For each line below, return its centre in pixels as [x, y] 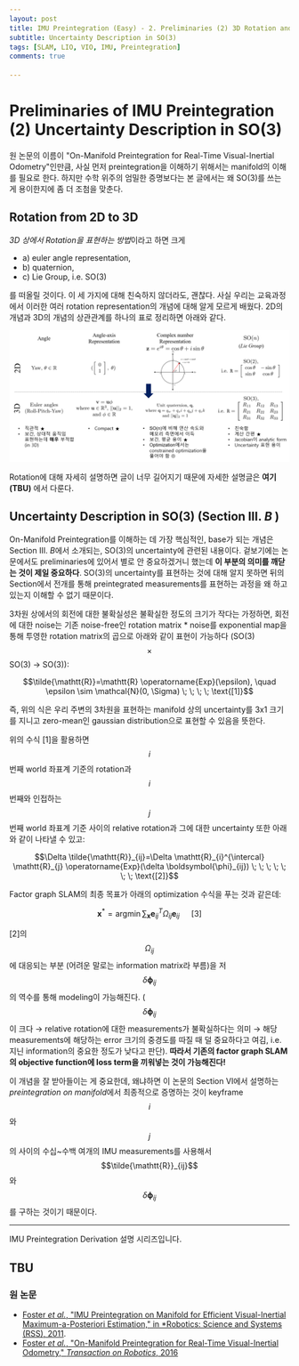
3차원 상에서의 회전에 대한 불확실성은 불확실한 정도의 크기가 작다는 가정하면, [141, 613]
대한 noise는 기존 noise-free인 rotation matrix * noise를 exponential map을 [153, 625]
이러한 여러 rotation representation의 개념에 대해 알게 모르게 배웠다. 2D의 [154, 306]
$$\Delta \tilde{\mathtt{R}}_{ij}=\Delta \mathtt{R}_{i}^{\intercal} [149, 857]
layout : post [33, 19]
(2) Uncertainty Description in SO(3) [146, 130]
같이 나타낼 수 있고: [52, 839]
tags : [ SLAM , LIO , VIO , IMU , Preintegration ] [95, 47]
